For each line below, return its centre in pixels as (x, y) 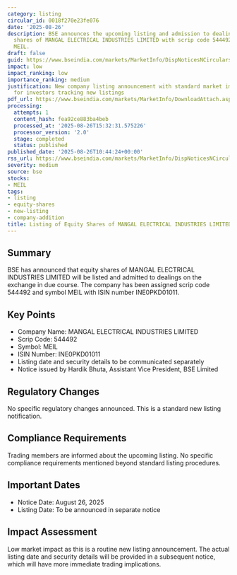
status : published (41, 146)
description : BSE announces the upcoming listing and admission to (109, 34)
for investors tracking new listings (69, 93)
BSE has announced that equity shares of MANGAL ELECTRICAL (101, 270)
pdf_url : (20, 100)
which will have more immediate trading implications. (84, 564)
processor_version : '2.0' (52, 132)
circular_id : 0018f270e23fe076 (53, 21)
